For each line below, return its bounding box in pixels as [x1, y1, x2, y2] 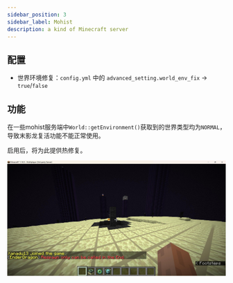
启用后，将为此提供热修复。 [7, 146, 87, 154]
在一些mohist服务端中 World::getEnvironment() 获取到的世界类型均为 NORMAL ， [7, 123, 226, 131]
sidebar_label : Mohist [7, 18, 73, 26]
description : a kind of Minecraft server [7, 26, 129, 33]
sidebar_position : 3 [7, 11, 67, 18]
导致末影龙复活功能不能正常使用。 [7, 131, 105, 140]
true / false [17, 82, 49, 90]
